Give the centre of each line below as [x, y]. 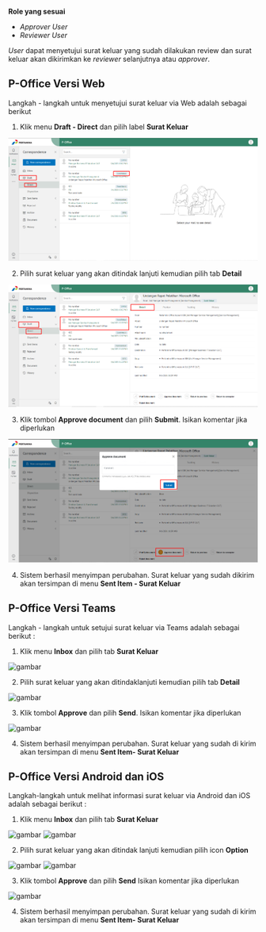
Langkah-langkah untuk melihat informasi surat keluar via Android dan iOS [129, 796]
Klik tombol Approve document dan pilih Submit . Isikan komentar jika [133, 420]
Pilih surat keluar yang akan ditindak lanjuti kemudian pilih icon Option [134, 850]
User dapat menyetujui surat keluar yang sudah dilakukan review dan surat [130, 50]
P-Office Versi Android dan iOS [86, 776]
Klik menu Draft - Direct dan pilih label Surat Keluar [104, 127]
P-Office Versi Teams [62, 608]
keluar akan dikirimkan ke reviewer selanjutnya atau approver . [109, 59]
